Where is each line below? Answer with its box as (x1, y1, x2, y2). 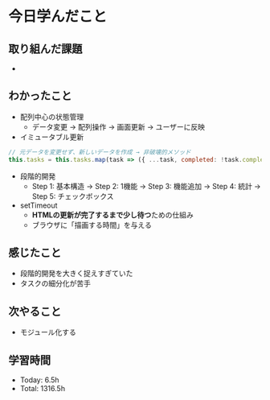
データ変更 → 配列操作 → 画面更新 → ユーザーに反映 (31, 122, 206, 131)
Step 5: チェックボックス (31, 191, 114, 201)
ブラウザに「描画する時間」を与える (31, 220, 153, 229)
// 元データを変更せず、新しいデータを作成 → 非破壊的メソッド (8, 148, 191, 156)
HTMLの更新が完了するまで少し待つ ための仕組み (31, 210, 194, 220)
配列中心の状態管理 (19, 112, 84, 122)
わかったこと (8, 89, 72, 103)
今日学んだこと (8, 7, 108, 26)
